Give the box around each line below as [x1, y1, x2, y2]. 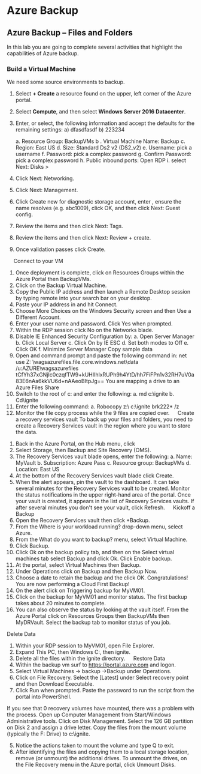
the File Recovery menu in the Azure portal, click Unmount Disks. [15, 761, 176, 769]
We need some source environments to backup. [7, 79, 125, 86]
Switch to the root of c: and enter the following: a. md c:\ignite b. [15, 390, 175, 398]
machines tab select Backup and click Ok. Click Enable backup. [15, 555, 172, 562]
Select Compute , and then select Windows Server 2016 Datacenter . [15, 108, 186, 115]
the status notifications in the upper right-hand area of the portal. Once [15, 491, 191, 498]
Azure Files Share [15, 384, 59, 391]
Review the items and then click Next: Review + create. [15, 234, 151, 241]
